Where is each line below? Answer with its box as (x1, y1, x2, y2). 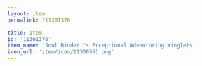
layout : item (7, 10, 46, 17)
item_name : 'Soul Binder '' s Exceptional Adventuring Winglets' (7, 42, 196, 49)
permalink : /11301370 (7, 17, 71, 24)
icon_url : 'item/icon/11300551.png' (7, 49, 114, 56)
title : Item (7, 29, 42, 36)
